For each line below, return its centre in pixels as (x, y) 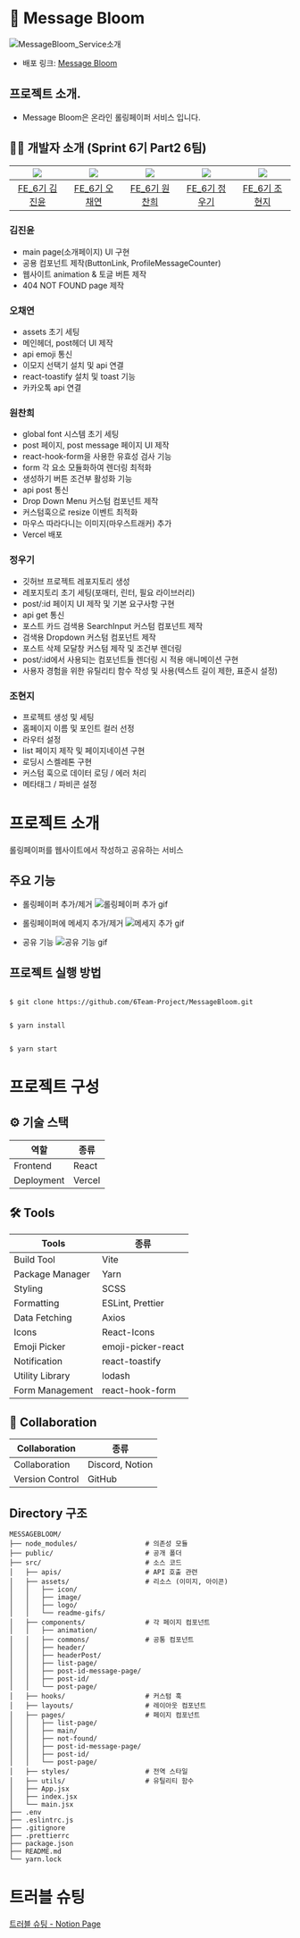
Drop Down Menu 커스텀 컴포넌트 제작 (90, 501)
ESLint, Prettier (133, 1304)
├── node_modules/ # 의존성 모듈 (99, 1544)
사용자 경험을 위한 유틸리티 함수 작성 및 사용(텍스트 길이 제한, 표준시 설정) (150, 670)
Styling (28, 1288)
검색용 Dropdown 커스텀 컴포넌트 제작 (89, 637)
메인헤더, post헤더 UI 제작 (67, 343)
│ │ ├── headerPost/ (55, 1656)
